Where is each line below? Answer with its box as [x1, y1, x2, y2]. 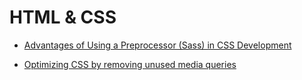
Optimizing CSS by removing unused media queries [23, 58, 237, 70]
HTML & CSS [9, 6, 117, 29]
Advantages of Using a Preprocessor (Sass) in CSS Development [23, 39, 292, 51]
